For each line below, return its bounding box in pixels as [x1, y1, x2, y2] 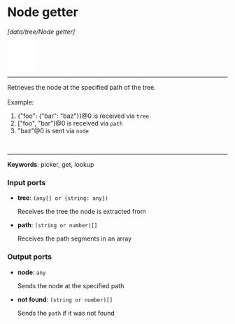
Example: [7, 97, 34, 106]
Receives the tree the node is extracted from [17, 208, 146, 216]
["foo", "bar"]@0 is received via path [17, 119, 123, 127]
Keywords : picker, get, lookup [7, 160, 94, 168]
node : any [17, 268, 46, 276]
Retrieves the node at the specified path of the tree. [7, 83, 156, 91]
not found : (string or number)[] [17, 295, 113, 304]
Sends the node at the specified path [17, 281, 124, 290]
